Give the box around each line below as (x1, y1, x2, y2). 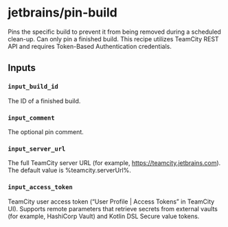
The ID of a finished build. (8, 96, 81, 105)
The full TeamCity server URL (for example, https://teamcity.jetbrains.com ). (8, 159, 221, 167)
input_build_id (8, 83, 59, 91)
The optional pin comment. (8, 127, 84, 136)
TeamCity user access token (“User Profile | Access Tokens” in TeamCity (8, 197, 215, 206)
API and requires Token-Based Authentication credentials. (8, 42, 172, 50)
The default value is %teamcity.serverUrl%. (8, 166, 131, 175)
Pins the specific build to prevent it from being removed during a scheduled (8, 28, 222, 36)
